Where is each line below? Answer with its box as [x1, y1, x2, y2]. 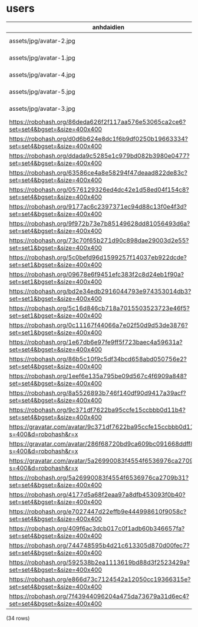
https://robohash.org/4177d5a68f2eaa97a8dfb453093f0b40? [9, 490, 186, 499]
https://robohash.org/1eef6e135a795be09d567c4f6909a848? [9, 372, 187, 380]
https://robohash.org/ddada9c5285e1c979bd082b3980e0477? [9, 151, 190, 160]
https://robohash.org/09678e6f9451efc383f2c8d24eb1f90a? [9, 270, 184, 278]
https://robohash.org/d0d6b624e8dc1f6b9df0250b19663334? [9, 134, 189, 143]
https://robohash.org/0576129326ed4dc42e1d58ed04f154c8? [9, 185, 190, 193]
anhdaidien [92, 23, 125, 31]
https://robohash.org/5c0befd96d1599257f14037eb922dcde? [9, 253, 187, 261]
